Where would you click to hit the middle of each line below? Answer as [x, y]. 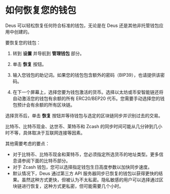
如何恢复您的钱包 [41, 10]
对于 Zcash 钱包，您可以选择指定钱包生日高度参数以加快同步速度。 [82, 167]
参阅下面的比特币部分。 [46, 160]
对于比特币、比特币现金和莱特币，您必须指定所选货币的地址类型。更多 [86, 154]
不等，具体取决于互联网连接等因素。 [47, 133]
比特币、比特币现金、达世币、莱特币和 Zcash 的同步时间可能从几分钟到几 [82, 126]
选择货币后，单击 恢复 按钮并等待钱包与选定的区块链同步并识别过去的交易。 [84, 115]
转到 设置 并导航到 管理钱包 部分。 [48, 53]
